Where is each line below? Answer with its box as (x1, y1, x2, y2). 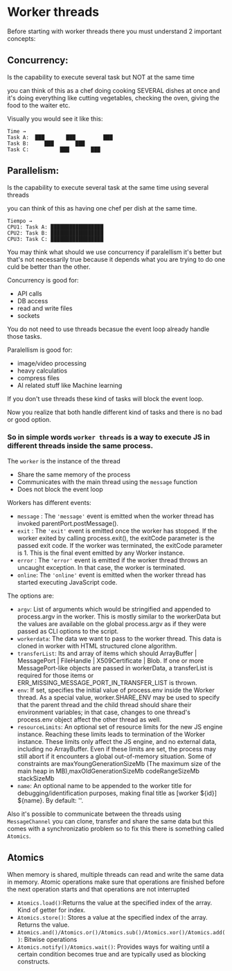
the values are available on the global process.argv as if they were (17, 619, 206, 627)
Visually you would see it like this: (7, 114, 103, 123)
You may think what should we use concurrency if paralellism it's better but (7, 247, 222, 256)
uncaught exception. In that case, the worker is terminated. (17, 563, 186, 571)
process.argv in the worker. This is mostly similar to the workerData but (17, 612, 221, 621)
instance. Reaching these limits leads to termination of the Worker (17, 730, 206, 738)
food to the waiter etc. (7, 101, 71, 109)
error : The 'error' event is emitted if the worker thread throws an (17, 555, 208, 564)
